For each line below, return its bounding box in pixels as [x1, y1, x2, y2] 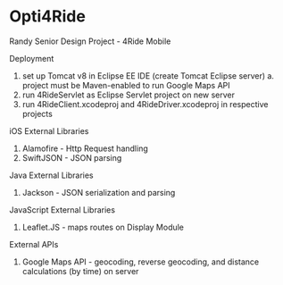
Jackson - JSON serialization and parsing [21, 187, 176, 197]
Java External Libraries [9, 170, 94, 180]
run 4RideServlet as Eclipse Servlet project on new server [21, 89, 235, 100]
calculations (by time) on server [21, 265, 139, 276]
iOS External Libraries [9, 125, 89, 136]
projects [21, 108, 54, 119]
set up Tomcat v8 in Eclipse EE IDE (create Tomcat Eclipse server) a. [21, 70, 275, 81]
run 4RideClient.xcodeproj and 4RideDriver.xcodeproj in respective [21, 98, 269, 109]
